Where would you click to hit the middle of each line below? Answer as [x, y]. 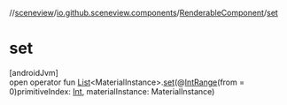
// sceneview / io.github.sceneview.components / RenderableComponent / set [144, 13]
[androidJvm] [34, 72]
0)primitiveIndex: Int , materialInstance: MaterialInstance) [112, 91]
